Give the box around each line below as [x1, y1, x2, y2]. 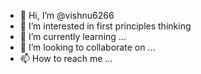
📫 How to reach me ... [19, 53, 113, 64]
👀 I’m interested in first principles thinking [19, 20, 192, 32]
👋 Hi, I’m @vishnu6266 [19, 10, 115, 21]
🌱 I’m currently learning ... [19, 31, 127, 42]
